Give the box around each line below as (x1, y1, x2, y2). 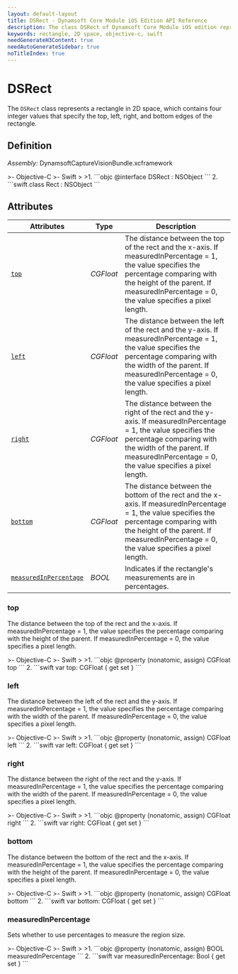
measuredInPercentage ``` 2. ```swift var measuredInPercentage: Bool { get (7, 951, 225, 960)
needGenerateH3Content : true (7, 37, 93, 44)
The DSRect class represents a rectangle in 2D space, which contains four (7, 104, 222, 112)
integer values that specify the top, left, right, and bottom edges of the (7, 112, 212, 120)
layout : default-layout (7, 10, 78, 18)
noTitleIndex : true (7, 50, 65, 58)
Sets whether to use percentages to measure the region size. (7, 930, 186, 938)
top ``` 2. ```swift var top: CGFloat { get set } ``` (7, 663, 142, 671)
